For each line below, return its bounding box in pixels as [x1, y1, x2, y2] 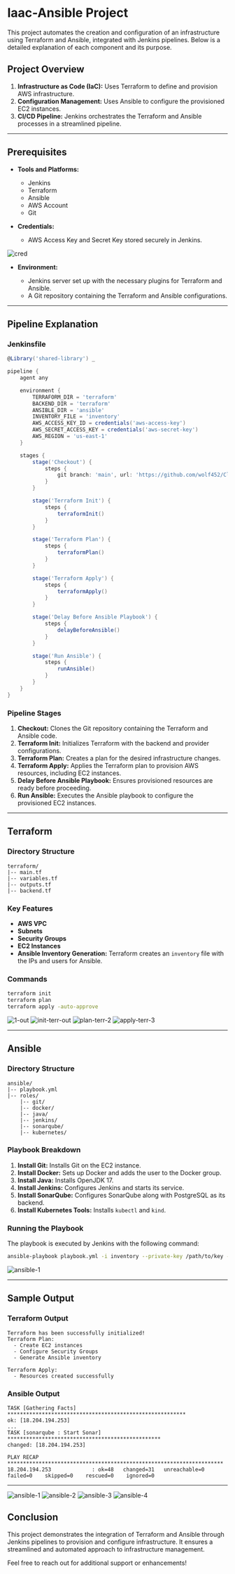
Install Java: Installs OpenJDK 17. [17, 1176, 114, 1184]
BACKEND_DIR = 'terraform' [32, 400, 111, 407]
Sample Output [7, 1292, 75, 1304]
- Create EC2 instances [13, 1342, 83, 1349]
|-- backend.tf [7, 887, 52, 894]
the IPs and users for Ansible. [17, 956, 103, 965]
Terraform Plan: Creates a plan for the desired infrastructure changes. [17, 753, 221, 762]
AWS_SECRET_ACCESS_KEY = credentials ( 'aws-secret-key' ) [32, 426, 199, 433]
